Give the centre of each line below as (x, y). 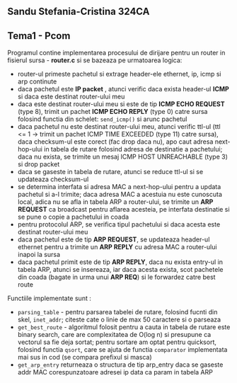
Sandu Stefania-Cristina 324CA (79, 12)
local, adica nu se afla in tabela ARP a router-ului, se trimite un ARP (115, 202)
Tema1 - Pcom (39, 36)
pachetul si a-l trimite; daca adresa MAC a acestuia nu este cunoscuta (120, 195)
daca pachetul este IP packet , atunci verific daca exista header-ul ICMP (123, 89)
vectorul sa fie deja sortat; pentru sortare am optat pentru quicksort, (117, 342)
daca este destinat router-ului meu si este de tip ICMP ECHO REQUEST (121, 104)
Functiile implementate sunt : (50, 298)
